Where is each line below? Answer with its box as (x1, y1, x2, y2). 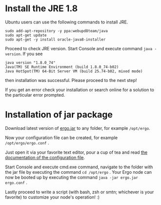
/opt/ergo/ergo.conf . (5, 140, 50, 145)
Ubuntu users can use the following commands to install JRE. (5, 19, 128, 25)
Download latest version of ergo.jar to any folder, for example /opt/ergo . (5, 125, 150, 131)
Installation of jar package (5, 109, 113, 120)
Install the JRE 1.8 (5, 3, 78, 14)
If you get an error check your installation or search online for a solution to (5, 86, 155, 93)
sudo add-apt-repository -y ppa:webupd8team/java (5, 28, 108, 33)
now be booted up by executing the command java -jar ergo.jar (5, 174, 138, 180)
